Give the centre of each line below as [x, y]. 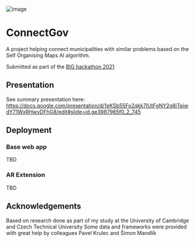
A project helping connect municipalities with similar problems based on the [97, 49]
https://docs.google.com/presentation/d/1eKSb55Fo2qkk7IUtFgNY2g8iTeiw [97, 105]
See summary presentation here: [45, 99]
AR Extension [26, 175]
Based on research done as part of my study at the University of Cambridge [97, 220]
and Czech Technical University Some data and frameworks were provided [97, 227]
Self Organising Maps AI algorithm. [48, 55]
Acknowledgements [44, 206]
